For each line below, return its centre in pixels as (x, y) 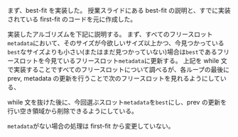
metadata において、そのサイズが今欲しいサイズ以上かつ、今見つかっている (116, 43)
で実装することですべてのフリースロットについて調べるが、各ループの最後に (118, 70)
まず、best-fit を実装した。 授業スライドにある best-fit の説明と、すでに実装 (119, 10)
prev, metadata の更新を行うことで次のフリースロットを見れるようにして (114, 78)
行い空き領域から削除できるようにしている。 (73, 111)
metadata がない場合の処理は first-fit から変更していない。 (91, 126)
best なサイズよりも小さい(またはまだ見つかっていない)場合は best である (112, 52)
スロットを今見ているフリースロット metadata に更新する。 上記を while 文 (120, 61)
